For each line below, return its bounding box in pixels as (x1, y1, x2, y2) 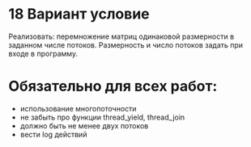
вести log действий (19, 129, 87, 139)
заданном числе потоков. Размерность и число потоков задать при (8, 40, 244, 49)
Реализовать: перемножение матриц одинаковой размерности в (8, 31, 235, 41)
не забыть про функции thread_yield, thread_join (19, 112, 185, 122)
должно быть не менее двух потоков (19, 120, 149, 130)
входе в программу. (8, 48, 79, 58)
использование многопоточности (19, 103, 137, 113)
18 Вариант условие (8, 5, 150, 23)
